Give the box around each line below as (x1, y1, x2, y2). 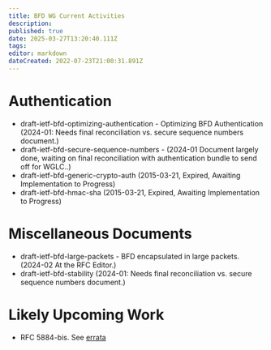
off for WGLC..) (19, 161, 71, 171)
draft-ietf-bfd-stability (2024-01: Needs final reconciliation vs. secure (19, 268, 252, 278)
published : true (8, 27, 63, 35)
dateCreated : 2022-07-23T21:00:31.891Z (8, 58, 144, 66)
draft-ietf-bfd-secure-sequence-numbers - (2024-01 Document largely (19, 144, 259, 154)
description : (8, 19, 53, 28)
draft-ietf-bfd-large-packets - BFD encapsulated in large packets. (19, 251, 240, 261)
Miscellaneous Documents (8, 224, 192, 243)
